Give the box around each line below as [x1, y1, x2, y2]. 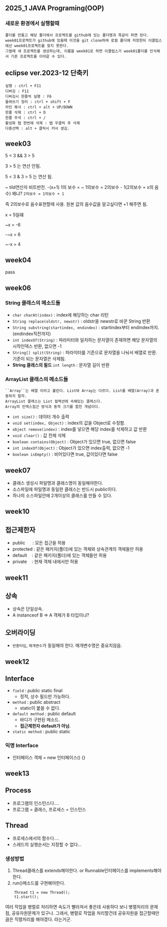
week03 [5, 139, 31, 148]
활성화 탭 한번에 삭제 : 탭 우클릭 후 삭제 [5, 120, 80, 126]
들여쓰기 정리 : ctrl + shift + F [5, 99, 71, 104]
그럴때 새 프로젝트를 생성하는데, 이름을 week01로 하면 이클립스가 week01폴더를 [5, 49, 148, 54]
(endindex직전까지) [12, 331, 51, 337]
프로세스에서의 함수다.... [12, 835, 59, 841]
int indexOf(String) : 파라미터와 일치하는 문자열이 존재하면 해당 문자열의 [12, 337, 158, 343]
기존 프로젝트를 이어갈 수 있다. [10, 54, 67, 59]
